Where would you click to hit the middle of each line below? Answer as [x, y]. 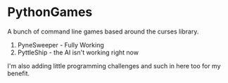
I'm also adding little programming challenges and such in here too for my [114, 66]
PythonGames [50, 12]
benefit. [19, 73]
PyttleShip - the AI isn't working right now [78, 52]
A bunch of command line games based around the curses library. [103, 31]
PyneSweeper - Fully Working [61, 45]
